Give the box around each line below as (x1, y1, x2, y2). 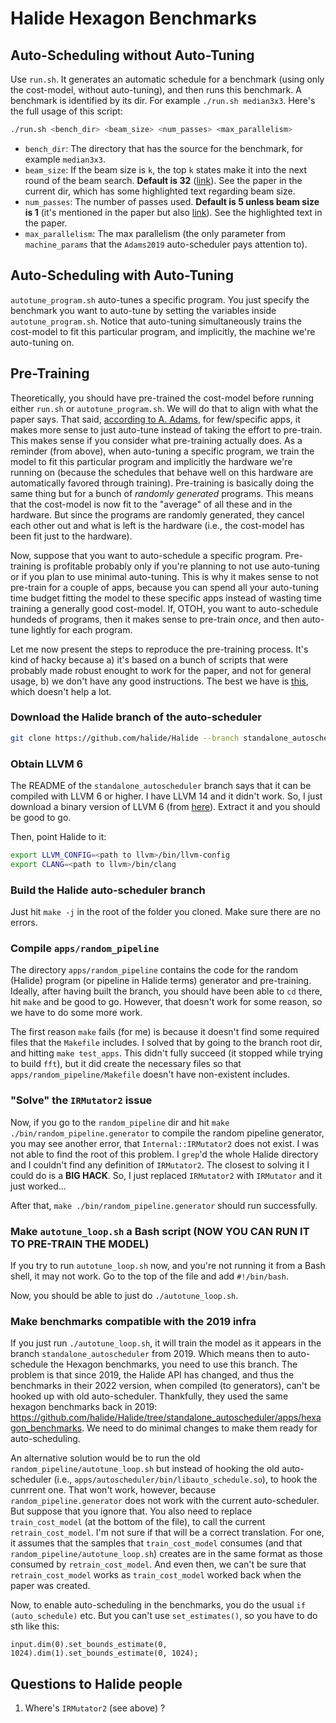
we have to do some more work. (10, 1007, 143, 1019)
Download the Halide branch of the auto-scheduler (10, 710, 263, 724)
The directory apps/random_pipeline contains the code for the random (10, 964, 298, 976)
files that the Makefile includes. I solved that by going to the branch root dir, (10, 1037, 323, 1049)
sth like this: (10, 1620, 60, 1632)
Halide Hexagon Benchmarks (10, 7, 257, 30)
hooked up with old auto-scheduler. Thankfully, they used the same (10, 1390, 289, 1402)
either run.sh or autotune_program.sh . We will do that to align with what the (10, 402, 319, 414)
